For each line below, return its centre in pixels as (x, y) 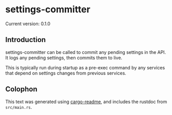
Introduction (26, 40)
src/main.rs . (19, 107)
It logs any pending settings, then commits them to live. (64, 57)
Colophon (21, 89)
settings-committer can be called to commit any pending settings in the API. (86, 52)
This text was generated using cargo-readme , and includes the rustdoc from (86, 102)
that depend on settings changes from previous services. (66, 73)
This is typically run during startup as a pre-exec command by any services (85, 67)
